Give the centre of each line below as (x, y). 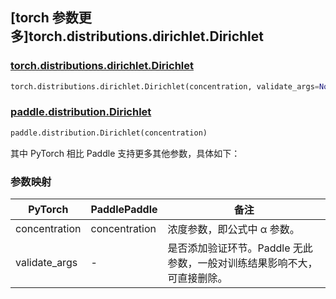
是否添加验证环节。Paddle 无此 (240, 248)
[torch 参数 (44, 18)
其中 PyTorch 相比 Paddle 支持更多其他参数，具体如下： (125, 153)
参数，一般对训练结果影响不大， (242, 263)
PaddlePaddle (124, 210)
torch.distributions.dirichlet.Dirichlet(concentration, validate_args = (165, 86)
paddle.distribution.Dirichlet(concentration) (109, 133)
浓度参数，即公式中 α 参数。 (233, 230)
